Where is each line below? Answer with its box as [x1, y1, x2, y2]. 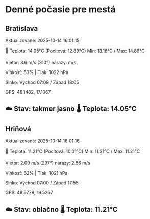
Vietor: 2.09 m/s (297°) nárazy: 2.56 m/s [5, 160, 90, 166]
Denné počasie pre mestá [5, 4, 116, 15]
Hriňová [5, 124, 32, 133]
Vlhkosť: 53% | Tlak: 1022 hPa [5, 69, 69, 75]
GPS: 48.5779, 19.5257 [5, 190, 54, 196]
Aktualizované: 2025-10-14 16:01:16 [5, 138, 80, 144]
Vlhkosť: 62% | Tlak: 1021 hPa [5, 170, 68, 176]
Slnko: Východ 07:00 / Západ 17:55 [5, 180, 79, 186]
